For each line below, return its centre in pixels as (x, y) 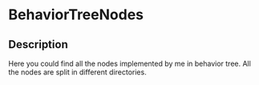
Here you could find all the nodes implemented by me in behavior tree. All (129, 63)
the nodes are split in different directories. (77, 72)
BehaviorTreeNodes (76, 15)
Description (38, 45)
